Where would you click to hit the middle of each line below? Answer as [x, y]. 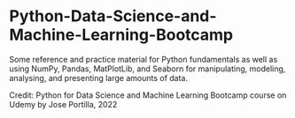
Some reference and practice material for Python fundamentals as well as [144, 59]
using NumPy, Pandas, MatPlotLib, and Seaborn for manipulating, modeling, [147, 69]
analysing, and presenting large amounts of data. [99, 77]
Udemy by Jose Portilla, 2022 [63, 104]
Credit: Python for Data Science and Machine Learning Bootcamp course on [148, 95]
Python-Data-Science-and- [113, 16]
